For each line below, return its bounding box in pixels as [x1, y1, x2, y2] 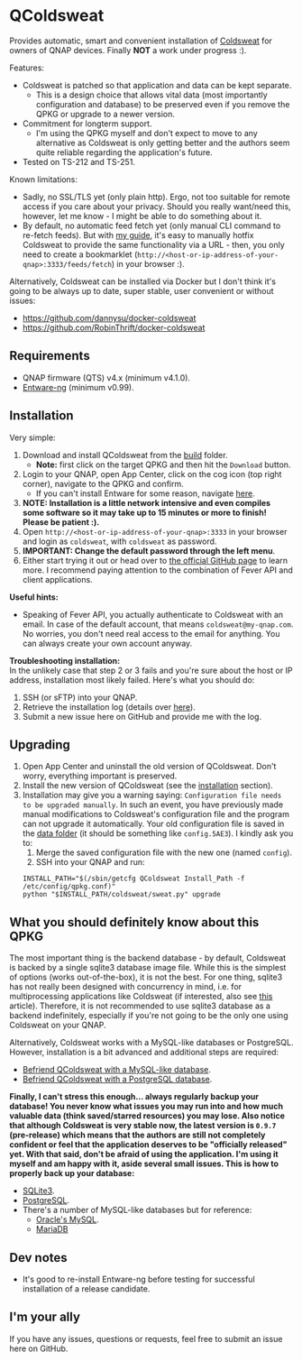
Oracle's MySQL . [35, 1214, 99, 1225]
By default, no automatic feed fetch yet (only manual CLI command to [22, 220, 281, 231]
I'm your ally [9, 1310, 81, 1325]
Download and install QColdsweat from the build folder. [22, 449, 228, 460]
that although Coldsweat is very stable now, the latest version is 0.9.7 [9, 1120, 277, 1131]
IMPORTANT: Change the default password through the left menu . [22, 545, 276, 556]
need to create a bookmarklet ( [22, 249, 138, 260]
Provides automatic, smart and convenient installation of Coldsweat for [9, 35, 273, 46]
